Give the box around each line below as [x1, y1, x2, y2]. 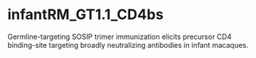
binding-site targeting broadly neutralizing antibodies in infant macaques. [7, 40, 249, 49]
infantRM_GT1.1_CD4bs [7, 6, 164, 24]
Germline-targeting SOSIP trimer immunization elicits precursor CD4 [7, 32, 232, 41]
